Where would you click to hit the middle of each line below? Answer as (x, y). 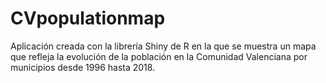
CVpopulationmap (88, 18)
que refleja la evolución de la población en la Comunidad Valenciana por (159, 56)
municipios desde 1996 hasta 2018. (83, 67)
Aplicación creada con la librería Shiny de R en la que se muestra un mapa (163, 46)
